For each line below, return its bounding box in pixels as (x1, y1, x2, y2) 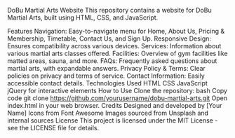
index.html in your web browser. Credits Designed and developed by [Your (7, 102, 222, 109)
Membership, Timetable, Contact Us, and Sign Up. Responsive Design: (7, 34, 212, 43)
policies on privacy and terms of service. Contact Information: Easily (7, 71, 205, 80)
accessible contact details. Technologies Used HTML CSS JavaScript (7, 79, 208, 87)
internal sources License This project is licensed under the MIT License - (7, 116, 218, 125)
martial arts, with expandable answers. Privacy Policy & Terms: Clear (7, 64, 206, 72)
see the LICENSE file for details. (7, 124, 100, 132)
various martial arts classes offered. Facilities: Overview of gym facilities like (7, 49, 228, 57)
